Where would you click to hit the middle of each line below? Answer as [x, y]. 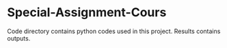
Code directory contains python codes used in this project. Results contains [114, 31]
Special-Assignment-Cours [87, 13]
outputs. [19, 38]
